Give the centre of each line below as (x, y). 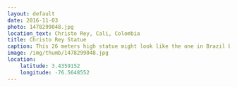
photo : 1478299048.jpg (41, 27)
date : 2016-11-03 (33, 20)
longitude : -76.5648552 (55, 72)
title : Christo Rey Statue (47, 40)
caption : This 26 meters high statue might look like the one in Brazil (116, 46)
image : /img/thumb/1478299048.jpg (58, 53)
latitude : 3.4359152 (50, 66)
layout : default (31, 14)
